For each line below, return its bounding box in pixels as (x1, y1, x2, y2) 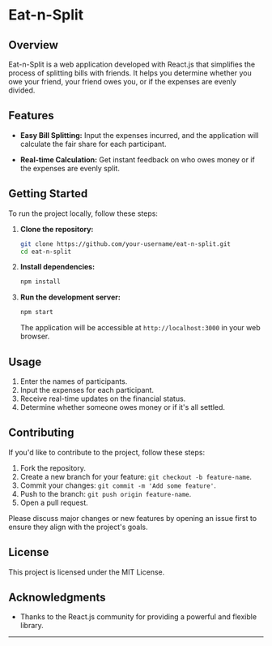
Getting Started (8, 187, 88, 200)
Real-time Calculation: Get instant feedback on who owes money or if (19, 154, 255, 164)
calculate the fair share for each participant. (19, 139, 167, 149)
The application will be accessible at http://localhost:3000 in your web (19, 323, 261, 333)
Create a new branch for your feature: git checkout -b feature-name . (19, 472, 253, 481)
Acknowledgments (8, 590, 107, 604)
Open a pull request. (19, 497, 89, 507)
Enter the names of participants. (19, 376, 128, 386)
